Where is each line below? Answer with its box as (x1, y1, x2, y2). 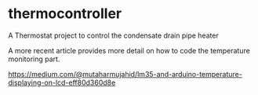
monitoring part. (8, 54, 60, 64)
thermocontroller (8, 5, 122, 23)
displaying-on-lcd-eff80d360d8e (8, 78, 116, 87)
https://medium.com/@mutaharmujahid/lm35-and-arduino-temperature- (8, 69, 243, 79)
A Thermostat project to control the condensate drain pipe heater (8, 31, 220, 40)
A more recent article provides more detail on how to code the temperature (8, 46, 251, 55)
